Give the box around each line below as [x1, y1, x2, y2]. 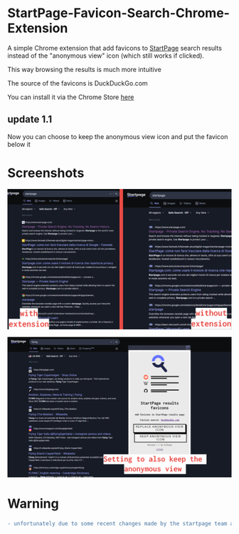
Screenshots [7, 165, 85, 181]
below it [7, 140, 31, 148]
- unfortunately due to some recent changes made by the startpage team [7, 520, 228, 527]
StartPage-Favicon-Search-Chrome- [7, 5, 230, 21]
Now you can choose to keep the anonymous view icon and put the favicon [7, 132, 228, 140]
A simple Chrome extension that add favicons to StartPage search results [7, 43, 223, 52]
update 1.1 [7, 113, 52, 125]
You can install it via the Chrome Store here [7, 93, 134, 101]
